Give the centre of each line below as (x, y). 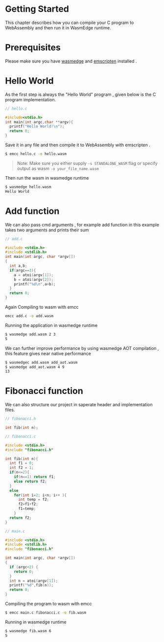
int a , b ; (18, 266)
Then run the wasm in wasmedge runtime (47, 178)
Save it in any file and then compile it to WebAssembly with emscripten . (78, 145)
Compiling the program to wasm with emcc (48, 604)
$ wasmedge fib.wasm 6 (28, 631)
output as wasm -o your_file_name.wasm (58, 168)
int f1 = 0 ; (22, 463)
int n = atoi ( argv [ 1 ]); (34, 581)
